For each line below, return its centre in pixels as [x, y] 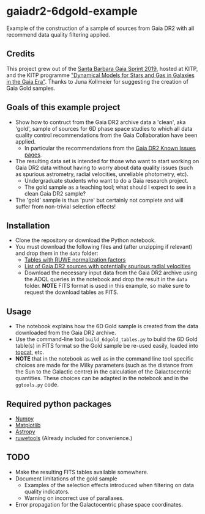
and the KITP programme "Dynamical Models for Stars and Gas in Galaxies [100, 75]
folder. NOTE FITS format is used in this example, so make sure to [107, 286]
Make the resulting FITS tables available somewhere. [82, 472]
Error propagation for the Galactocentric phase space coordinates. [99, 504]
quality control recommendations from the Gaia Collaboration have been [106, 135]
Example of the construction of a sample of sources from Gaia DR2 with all [100, 28]
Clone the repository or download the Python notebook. [85, 240]
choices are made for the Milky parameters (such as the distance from [104, 365]
